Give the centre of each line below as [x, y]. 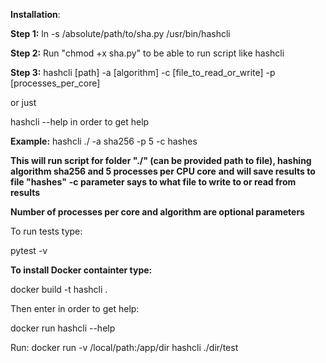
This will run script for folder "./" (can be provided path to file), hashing [161, 160]
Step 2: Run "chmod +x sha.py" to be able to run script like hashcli [147, 53]
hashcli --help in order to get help [80, 122]
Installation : [35, 14]
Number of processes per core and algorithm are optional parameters [157, 212]
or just [23, 102]
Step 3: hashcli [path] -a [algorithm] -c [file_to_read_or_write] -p [143, 72]
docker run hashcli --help [63, 328]
